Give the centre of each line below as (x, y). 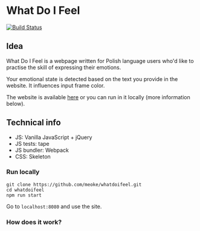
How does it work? (34, 222)
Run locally (23, 172)
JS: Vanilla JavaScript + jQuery (53, 137)
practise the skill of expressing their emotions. (64, 67)
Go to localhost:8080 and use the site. (54, 206)
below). (16, 103)
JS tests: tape (32, 143)
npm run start (24, 195)
